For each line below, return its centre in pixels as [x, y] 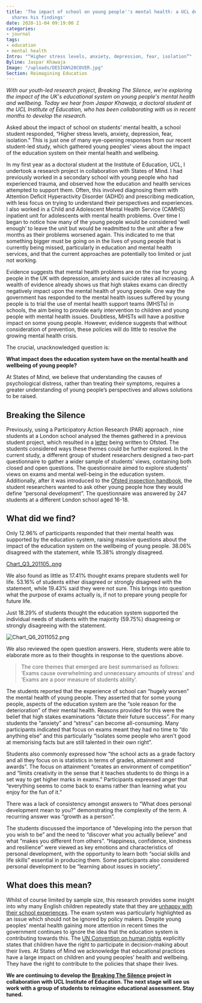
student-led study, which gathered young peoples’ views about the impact [98, 147]
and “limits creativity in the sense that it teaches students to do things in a [98, 773]
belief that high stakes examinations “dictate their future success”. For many [100, 717]
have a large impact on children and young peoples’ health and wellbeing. [98, 957]
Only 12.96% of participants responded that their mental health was [90, 533]
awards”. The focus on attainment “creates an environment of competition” [99, 766]
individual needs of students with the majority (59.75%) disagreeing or [93, 619]
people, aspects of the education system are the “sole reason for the [91, 704]
